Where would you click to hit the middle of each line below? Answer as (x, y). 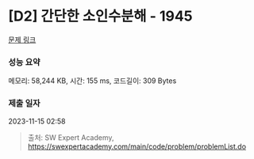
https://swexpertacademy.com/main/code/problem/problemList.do (137, 146)
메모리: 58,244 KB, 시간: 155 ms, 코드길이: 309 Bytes (92, 81)
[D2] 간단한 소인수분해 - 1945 (100, 16)
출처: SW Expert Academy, (71, 137)
